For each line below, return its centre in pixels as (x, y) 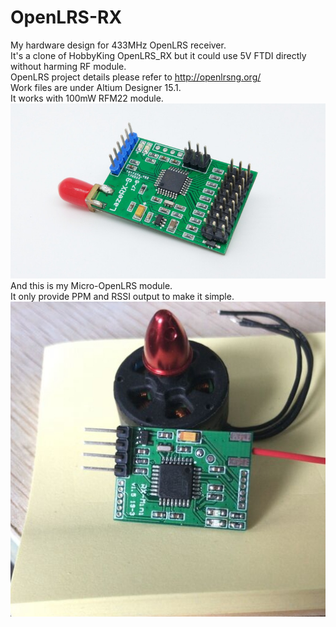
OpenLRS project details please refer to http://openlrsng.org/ (136, 77)
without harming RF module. (68, 66)
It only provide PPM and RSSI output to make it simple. (122, 296)
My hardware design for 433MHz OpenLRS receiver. (118, 45)
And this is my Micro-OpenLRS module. (91, 285)
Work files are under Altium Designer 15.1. (96, 87)
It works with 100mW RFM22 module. (87, 98)
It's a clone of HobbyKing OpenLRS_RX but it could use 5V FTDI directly (158, 55)
